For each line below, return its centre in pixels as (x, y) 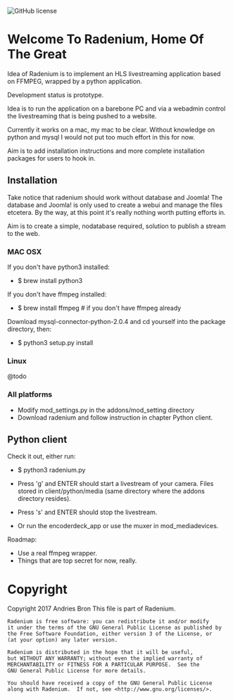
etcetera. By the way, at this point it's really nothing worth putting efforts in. (116, 212)
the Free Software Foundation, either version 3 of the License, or (110, 634)
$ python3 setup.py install (55, 343)
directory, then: (30, 329)
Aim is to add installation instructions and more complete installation (106, 151)
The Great (37, 55)
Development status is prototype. (56, 94)
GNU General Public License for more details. (77, 671)
